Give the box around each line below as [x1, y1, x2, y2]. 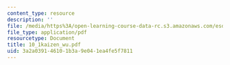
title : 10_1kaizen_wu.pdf [7, 41, 81, 48]
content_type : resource [7, 9, 75, 17]
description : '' [7, 16, 53, 23]
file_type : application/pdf [7, 28, 88, 36]
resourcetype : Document [7, 35, 75, 42]
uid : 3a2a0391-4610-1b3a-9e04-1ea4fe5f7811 [7, 48, 133, 55]
